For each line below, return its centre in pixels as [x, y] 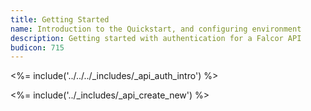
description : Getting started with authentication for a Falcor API [156, 38]
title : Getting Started [60, 19]
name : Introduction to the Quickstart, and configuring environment [156, 29]
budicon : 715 [37, 47]
